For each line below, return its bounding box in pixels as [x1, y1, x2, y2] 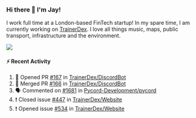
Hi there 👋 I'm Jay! [6, 5, 62, 14]
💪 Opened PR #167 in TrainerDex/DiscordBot [15, 73, 126, 80]
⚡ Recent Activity [6, 57, 51, 65]
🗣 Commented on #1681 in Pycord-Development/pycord [15, 87, 157, 94]
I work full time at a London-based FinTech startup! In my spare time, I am [6, 19, 191, 27]
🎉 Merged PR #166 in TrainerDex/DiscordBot [15, 80, 126, 87]
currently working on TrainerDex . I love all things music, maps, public [6, 25, 178, 33]
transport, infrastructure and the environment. [6, 32, 121, 39]
